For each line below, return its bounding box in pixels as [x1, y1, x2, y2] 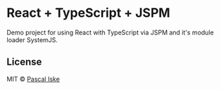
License [6, 56, 42, 68]
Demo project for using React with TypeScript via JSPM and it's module [6, 28, 214, 37]
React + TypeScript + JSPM [6, 5, 170, 21]
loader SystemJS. [6, 35, 58, 44]
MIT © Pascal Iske [6, 75, 61, 83]
